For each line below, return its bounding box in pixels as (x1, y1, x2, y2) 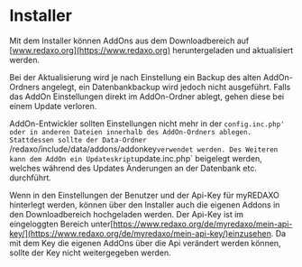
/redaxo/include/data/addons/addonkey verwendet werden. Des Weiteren (9, 143, 279, 154)
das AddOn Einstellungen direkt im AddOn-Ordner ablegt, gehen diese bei (9, 91, 285, 102)
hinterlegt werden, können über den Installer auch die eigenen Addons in (9, 199, 280, 210)
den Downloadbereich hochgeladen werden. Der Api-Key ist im (9, 208, 244, 219)
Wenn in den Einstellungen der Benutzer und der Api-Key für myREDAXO (9, 189, 279, 200)
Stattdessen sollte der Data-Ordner (9, 135, 147, 144)
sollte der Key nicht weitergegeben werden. (9, 247, 171, 258)
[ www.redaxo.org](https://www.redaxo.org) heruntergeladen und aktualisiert (9, 44, 294, 55)
